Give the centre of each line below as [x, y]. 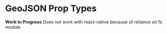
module [13, 27]
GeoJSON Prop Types [51, 8]
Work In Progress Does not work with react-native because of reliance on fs [84, 22]
